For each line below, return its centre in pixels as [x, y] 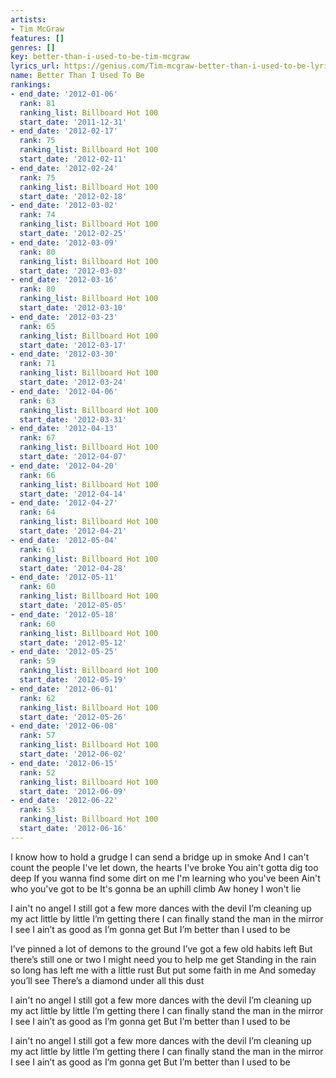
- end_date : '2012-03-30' [64, 354]
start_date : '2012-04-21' [73, 531]
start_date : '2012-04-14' [73, 494]
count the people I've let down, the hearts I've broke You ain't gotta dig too [164, 867]
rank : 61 [37, 549]
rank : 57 [37, 736]
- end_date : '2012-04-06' [64, 391]
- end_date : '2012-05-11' [64, 577]
